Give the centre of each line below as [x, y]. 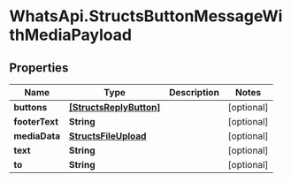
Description [194, 92]
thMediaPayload [71, 35]
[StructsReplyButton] [115, 107]
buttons [31, 107]
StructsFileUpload [107, 136]
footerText [36, 121]
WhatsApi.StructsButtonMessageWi [146, 16]
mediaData [37, 136]
